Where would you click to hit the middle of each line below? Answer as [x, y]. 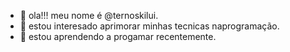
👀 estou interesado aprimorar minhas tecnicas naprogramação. [149, 26]
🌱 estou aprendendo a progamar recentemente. [118, 36]
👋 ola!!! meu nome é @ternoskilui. [89, 15]
